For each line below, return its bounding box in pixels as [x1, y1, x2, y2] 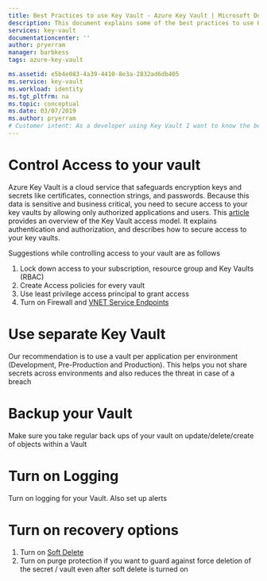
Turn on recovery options [8, 521, 179, 539]
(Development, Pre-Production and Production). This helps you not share [8, 360, 248, 369]
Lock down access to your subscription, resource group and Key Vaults [19, 264, 254, 273]
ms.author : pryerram [8, 114, 77, 123]
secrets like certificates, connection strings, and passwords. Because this [8, 190, 250, 200]
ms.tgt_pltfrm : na [8, 92, 69, 100]
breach [8, 376, 32, 386]
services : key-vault [8, 26, 77, 34]
